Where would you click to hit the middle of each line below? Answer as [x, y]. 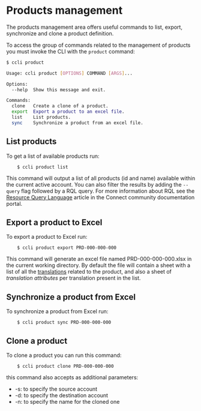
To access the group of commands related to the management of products [98, 45]
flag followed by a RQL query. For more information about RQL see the [108, 191]
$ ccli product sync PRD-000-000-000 [64, 322]
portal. [14, 203]
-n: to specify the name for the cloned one [67, 402]
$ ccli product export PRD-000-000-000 [67, 248]
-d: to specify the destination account [61, 395]
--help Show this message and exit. [59, 90]
